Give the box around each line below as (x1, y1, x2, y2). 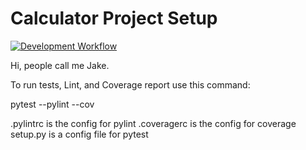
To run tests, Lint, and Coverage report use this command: (10, 78, 251, 91)
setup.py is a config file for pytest (10, 128, 149, 140)
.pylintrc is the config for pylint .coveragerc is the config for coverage (10, 117, 297, 129)
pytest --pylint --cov (10, 98, 95, 110)
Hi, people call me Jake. (10, 59, 110, 71)
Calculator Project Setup (10, 7, 218, 30)
